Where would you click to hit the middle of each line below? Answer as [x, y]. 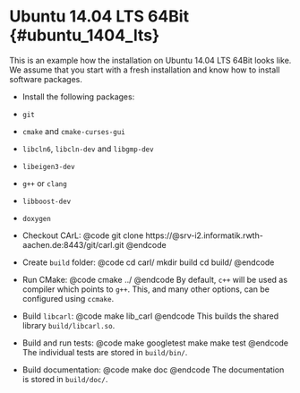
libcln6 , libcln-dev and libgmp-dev [88, 149]
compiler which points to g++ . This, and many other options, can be [146, 289]
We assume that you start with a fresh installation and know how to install [145, 70]
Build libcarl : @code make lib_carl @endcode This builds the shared [150, 316]
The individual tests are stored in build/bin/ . [105, 352]
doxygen [36, 218]
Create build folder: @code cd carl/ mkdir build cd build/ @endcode [148, 262]
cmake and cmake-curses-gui [73, 131]
